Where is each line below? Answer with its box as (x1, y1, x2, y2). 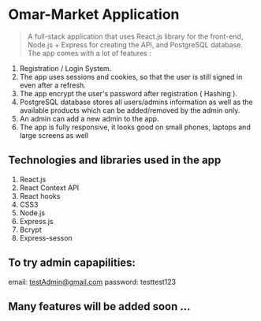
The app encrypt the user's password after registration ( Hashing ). (19, 88, 238, 98)
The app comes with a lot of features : (27, 48, 151, 58)
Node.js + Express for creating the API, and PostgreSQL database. (27, 39, 243, 49)
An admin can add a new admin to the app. (19, 114, 159, 123)
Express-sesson (19, 233, 73, 242)
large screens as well (19, 130, 89, 140)
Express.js (19, 216, 54, 226)
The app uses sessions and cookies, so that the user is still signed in (19, 72, 243, 81)
